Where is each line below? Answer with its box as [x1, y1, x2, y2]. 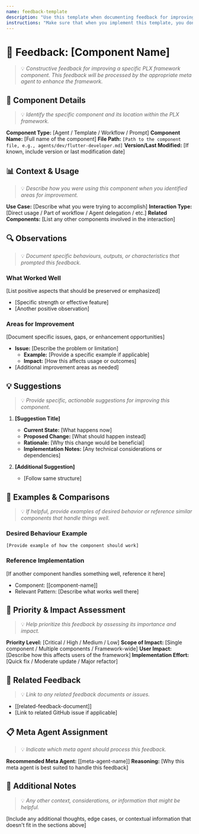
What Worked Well [6, 274, 61, 282]
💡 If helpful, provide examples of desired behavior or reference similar [20, 507, 192, 514]
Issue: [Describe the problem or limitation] [14, 345, 118, 352]
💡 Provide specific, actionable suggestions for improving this [20, 397, 170, 404]
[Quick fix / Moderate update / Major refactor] [6, 658, 118, 665]
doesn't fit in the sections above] [6, 821, 86, 829]
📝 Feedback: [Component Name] [6, 45, 170, 59]
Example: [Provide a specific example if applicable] [23, 351, 150, 358]
